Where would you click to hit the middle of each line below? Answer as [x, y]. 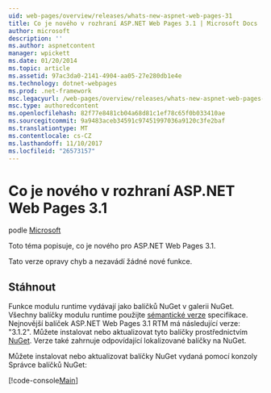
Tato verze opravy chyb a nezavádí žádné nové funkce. [100, 261]
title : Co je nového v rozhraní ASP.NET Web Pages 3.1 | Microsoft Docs [133, 23]
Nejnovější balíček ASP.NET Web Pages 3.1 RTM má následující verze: [124, 324]
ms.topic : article [39, 69]
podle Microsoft [35, 230]
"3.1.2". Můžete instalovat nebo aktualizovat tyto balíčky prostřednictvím [128, 332]
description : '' [35, 38]
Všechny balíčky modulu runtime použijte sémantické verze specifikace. [128, 315]
